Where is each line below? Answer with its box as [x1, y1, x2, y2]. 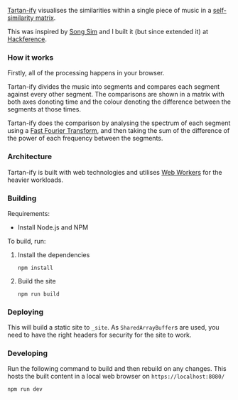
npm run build [17, 291, 60, 298]
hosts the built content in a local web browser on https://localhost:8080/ [7, 372, 225, 381]
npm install [17, 264, 53, 271]
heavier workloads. [7, 175, 64, 184]
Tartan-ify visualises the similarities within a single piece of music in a [7, 6, 212, 14]
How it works [7, 53, 54, 63]
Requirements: [7, 209, 50, 217]
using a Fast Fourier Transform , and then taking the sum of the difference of [7, 126, 230, 135]
